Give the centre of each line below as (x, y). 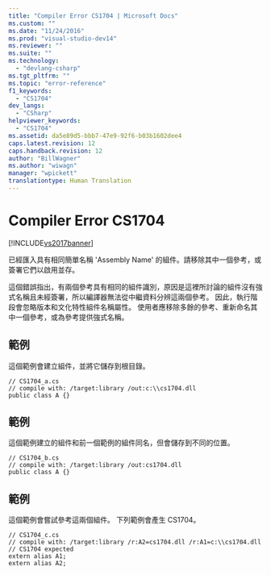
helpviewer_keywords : (45, 121)
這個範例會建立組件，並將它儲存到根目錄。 (79, 366)
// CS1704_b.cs (34, 458)
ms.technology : (34, 61)
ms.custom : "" (32, 23)
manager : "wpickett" (43, 173)
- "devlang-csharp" (48, 69)
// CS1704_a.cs (34, 381)
